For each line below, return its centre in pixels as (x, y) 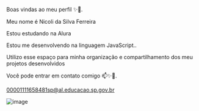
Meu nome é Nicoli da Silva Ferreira (51, 22)
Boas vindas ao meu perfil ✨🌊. (45, 9)
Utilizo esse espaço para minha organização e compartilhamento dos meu (100, 57)
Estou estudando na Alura (39, 33)
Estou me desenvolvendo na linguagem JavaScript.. (72, 45)
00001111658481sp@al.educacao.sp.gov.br (60, 90)
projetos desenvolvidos (36, 63)
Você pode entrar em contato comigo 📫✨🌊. (62, 76)
